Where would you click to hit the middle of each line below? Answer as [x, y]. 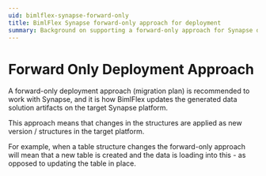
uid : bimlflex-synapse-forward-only [68, 15]
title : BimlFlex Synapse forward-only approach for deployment [115, 23]
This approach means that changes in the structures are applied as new [125, 123]
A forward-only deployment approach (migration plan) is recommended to [129, 91]
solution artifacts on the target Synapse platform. [88, 108]
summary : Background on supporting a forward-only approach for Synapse [131, 30]
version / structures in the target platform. [76, 132]
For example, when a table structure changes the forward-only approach [127, 147]
